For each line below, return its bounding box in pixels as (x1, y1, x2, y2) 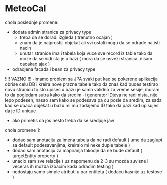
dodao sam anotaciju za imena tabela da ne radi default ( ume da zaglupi (12, 137, 162, 143)
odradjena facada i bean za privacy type (12, 66, 96, 72)
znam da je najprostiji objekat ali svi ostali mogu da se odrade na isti (19, 39, 160, 45)
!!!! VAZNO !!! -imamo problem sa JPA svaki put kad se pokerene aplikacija (5, 76, 158, 82)
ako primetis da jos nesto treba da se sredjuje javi (12, 117, 115, 123)
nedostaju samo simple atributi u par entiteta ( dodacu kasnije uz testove (12, 168, 162, 175)
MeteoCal (5, 3, 46, 14)
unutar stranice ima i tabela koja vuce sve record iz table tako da (19, 50, 153, 56)
